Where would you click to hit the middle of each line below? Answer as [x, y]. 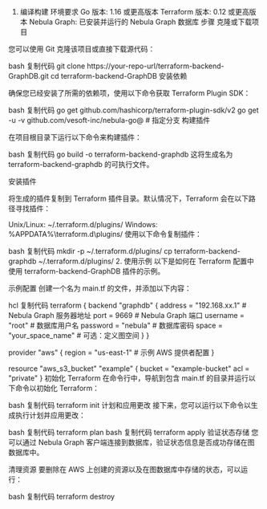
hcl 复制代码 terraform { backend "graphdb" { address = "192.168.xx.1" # [127, 305]
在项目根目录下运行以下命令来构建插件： [75, 137]
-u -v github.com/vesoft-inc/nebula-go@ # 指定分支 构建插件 [109, 120]
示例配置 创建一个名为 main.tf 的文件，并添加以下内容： [100, 288]
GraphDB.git [29, 76]
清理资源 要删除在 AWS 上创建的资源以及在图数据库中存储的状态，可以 [125, 469]
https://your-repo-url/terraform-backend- [156, 66]
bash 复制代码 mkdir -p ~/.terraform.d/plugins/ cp [90, 251]
